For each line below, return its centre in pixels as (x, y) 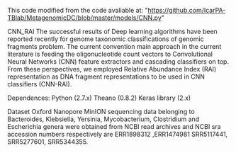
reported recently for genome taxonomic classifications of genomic (106, 39)
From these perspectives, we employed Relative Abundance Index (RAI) (112, 69)
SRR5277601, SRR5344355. (48, 142)
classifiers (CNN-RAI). (40, 84)
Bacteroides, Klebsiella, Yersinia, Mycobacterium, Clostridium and (103, 119)
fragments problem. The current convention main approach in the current (114, 46)
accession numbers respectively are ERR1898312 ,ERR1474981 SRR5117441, (118, 134)
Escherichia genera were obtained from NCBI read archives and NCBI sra (114, 126)
